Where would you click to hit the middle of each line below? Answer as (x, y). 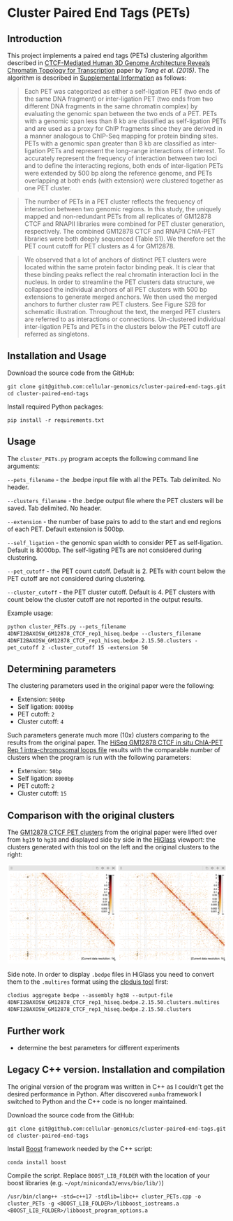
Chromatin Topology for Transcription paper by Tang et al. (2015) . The (108, 70)
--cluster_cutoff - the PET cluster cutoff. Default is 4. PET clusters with (111, 592)
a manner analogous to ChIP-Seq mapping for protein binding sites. (121, 136)
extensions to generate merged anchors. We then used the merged (121, 297)
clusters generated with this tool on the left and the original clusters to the (113, 847)
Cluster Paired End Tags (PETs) (99, 13)
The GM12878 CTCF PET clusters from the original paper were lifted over (112, 832)
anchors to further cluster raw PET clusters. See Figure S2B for (115, 304)
